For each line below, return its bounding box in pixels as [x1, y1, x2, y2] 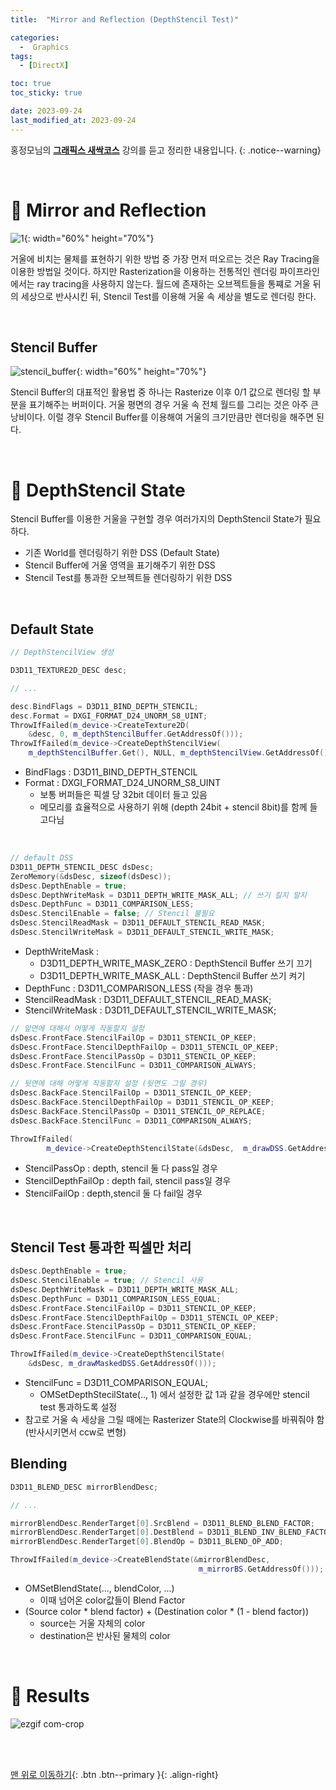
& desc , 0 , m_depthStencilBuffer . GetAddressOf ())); [28, 729, 244, 740]
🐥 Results [10, 1685, 90, 1708]
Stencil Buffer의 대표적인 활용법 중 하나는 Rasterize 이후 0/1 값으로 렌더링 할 [10, 386, 311, 398]
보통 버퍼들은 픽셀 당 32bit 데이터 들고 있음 [39, 789, 208, 800]
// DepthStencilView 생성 [10, 647, 115, 658]
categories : [10, 32, 60, 43]
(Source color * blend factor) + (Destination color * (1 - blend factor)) [24, 1605, 310, 1617]
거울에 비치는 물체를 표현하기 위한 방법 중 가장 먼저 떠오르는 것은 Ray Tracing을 [10, 252, 320, 265]
